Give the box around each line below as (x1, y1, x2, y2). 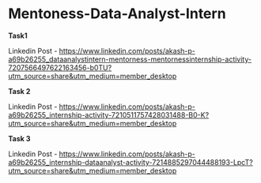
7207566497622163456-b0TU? (8, 62, 112, 72)
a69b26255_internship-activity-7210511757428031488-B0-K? (8, 110, 210, 119)
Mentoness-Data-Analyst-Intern (8, 5, 227, 23)
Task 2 (8, 86, 31, 95)
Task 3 (8, 133, 31, 143)
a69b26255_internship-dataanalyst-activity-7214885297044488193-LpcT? (8, 157, 253, 166)
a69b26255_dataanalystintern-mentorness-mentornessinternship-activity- (8, 54, 252, 64)
